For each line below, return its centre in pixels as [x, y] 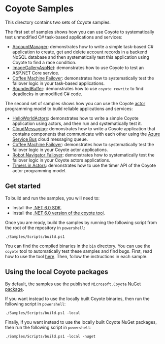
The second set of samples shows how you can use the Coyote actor [75, 103]
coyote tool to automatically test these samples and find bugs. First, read [79, 251]
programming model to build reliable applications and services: [69, 109]
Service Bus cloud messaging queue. [50, 139]
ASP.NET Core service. [36, 73]
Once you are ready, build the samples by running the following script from [81, 222]
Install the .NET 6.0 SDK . [37, 207]
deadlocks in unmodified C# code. [47, 94]
